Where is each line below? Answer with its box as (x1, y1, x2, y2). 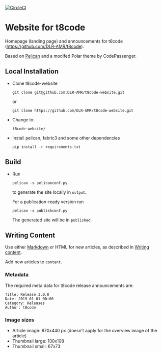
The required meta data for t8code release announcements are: (5, 282, 134, 288)
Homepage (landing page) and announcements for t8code (5, 38, 123, 44)
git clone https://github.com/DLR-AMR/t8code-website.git (12, 108, 134, 113)
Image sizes (5, 316, 34, 323)
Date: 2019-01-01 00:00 (5, 296, 54, 301)
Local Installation (5, 67, 59, 76)
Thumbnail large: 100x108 (12, 338, 65, 344)
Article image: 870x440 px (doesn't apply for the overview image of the (12, 327, 157, 333)
